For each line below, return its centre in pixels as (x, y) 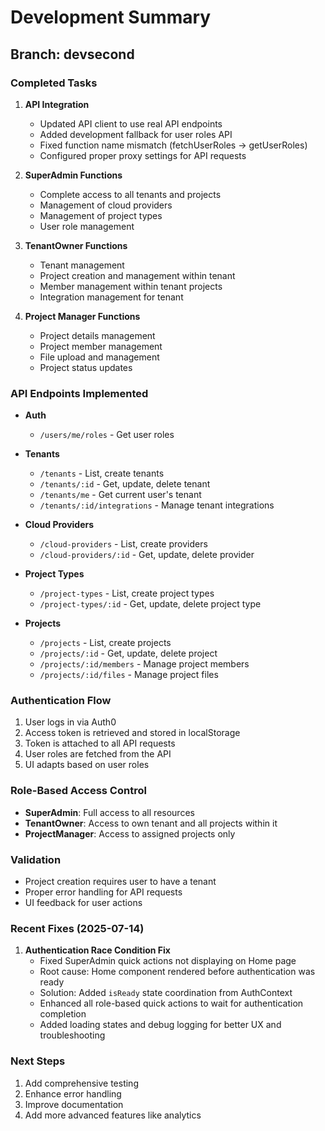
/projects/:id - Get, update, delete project (128, 653)
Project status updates (86, 367)
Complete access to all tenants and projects (130, 194)
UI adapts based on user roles (87, 765)
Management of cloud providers (106, 205)
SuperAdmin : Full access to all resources (109, 812)
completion (63, 1014)
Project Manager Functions (82, 316)
